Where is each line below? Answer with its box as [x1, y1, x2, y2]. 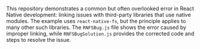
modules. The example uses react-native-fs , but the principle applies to [6, 18, 186, 24]
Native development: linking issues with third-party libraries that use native [6, 11, 192, 18]
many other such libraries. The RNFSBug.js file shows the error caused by [6, 24, 187, 31]
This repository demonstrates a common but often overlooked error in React [6, 5, 195, 12]
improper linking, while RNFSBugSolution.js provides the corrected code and [6, 30, 195, 37]
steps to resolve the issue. [6, 37, 71, 43]
